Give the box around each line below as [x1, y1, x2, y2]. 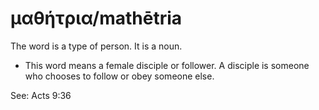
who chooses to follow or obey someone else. [24, 70, 215, 82]
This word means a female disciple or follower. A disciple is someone [24, 59, 310, 71]
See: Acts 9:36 [10, 89, 72, 101]
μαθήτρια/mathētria [10, 7, 183, 30]
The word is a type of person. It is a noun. [10, 40, 183, 52]
